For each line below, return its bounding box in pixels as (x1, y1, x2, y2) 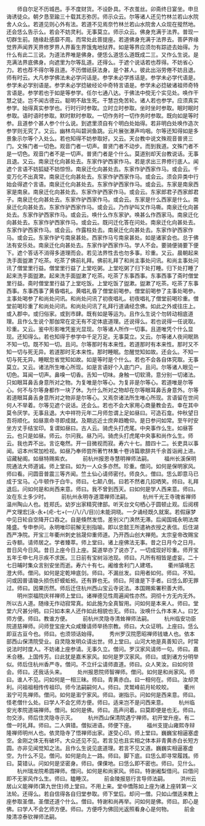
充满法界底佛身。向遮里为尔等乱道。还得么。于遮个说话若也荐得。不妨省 (6, 59, 188, 66)
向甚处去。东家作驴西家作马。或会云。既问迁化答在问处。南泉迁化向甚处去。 (6, 219, 199, 226)
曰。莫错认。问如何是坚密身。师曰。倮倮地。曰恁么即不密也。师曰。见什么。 (6, 760, 199, 767)
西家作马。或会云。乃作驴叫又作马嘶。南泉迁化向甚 (70, 204, 199, 210)
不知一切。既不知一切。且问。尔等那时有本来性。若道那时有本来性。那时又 (6, 341, 193, 347)
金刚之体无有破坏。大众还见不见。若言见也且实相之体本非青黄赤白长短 (16, 737, 193, 744)
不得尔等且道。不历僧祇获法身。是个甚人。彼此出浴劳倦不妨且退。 (32, 66, 199, 73)
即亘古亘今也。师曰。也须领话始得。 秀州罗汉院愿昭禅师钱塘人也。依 (6, 630, 190, 637)
